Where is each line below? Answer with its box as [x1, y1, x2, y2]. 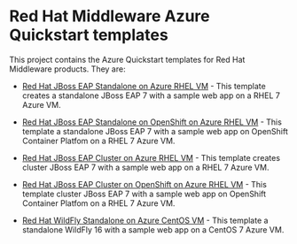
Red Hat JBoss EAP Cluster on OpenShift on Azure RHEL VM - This [21, 179, 268, 189]
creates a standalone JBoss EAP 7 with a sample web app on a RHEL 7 [21, 90, 281, 101]
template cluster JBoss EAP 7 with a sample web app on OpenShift [21, 188, 267, 199]
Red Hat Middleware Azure [9, 6, 210, 27]
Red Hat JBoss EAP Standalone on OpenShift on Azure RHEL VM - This [21, 117, 282, 127]
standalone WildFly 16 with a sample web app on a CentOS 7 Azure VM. [21, 224, 285, 235]
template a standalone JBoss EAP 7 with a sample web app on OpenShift [21, 126, 288, 136]
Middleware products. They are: [9, 64, 126, 74]
